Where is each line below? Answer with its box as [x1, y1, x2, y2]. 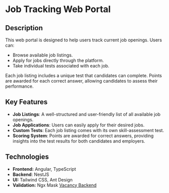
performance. [5, 83, 34, 89]
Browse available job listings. [12, 52, 73, 58]
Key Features [5, 98, 48, 106]
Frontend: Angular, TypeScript [12, 166, 76, 172]
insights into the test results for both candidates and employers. [12, 138, 145, 144]
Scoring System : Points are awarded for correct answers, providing [12, 133, 154, 139]
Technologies [5, 153, 49, 161]
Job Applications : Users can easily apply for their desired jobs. [12, 122, 145, 128]
